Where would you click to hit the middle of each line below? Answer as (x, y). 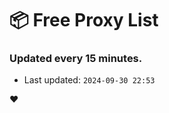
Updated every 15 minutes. (76, 59)
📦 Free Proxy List (84, 20)
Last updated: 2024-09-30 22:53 (89, 80)
